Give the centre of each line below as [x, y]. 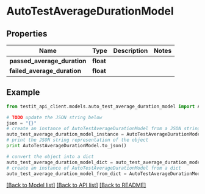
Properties [27, 34]
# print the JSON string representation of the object [77, 140]
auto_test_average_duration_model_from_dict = [67, 174]
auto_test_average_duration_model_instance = [65, 134]
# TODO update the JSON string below [54, 117]
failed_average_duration [45, 71]
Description [131, 51]
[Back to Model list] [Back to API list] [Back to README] [76, 185]
